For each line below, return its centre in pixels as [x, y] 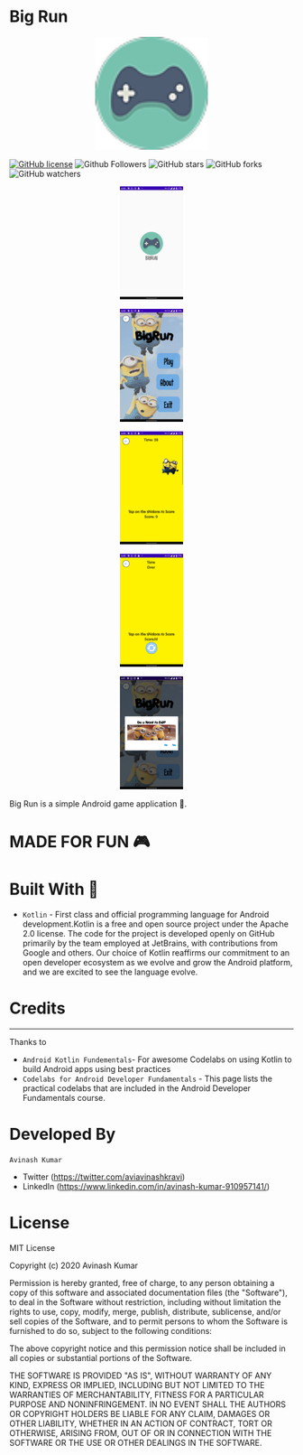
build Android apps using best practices [96, 1069]
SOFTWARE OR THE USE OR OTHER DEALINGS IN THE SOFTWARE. [136, 1442]
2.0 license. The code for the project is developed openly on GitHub [148, 934]
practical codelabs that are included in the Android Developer [136, 1088]
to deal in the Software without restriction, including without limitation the [145, 1301]
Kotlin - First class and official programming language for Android [146, 915]
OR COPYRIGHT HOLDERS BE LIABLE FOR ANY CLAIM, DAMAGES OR [140, 1413]
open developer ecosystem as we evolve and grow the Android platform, [157, 963]
